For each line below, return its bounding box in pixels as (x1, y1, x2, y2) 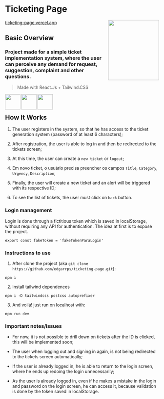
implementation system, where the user (5, 55, 102, 62)
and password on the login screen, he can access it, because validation (12, 383, 156, 389)
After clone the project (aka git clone (12, 261, 89, 266)
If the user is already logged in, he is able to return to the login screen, (12, 363, 154, 369)
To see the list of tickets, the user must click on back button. (12, 195, 133, 201)
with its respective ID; (12, 185, 56, 191)
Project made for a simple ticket (5, 49, 82, 55)
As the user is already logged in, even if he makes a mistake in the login (12, 378, 156, 384)
